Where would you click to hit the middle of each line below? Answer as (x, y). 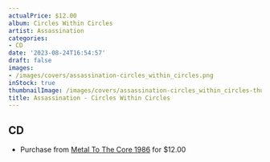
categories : (28, 38)
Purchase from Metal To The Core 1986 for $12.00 (103, 150)
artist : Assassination (46, 30)
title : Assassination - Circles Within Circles (90, 98)
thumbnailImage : (35, 90)
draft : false (30, 61)
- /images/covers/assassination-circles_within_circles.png (111, 75)
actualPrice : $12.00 (43, 16)
